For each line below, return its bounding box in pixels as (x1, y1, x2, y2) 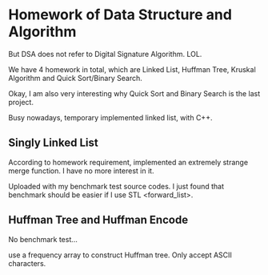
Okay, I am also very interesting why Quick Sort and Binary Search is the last (8, 88, 261, 98)
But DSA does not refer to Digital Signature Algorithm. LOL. (8, 49, 202, 59)
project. (8, 97, 34, 107)
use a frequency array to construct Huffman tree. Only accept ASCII (8, 250, 232, 260)
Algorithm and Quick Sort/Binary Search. (8, 73, 142, 83)
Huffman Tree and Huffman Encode (8, 213, 189, 227)
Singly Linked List (8, 136, 98, 150)
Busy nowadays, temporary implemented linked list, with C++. (8, 112, 213, 122)
